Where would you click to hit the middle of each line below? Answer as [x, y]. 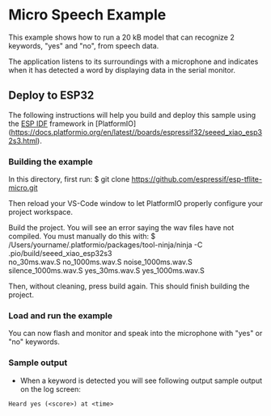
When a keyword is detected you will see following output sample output [141, 380]
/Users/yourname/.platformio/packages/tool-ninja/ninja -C [106, 245]
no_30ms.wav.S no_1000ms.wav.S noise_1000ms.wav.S [100, 262]
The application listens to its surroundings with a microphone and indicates [133, 61]
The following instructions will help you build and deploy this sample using [132, 115]
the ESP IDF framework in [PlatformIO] [72, 124]
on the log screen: [50, 389]
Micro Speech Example [87, 15]
